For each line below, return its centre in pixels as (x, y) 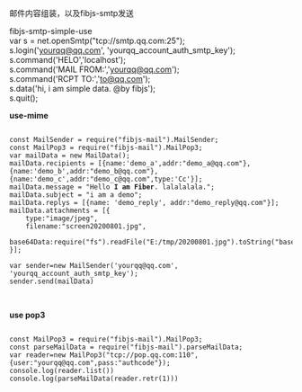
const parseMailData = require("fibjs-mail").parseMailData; (126, 347)
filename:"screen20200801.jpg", (86, 227)
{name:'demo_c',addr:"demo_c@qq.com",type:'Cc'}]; (106, 179)
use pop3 (27, 315)
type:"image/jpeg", (62, 218)
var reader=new (38, 355)
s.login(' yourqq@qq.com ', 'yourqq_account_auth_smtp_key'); (123, 50)
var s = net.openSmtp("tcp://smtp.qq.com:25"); (98, 40)
